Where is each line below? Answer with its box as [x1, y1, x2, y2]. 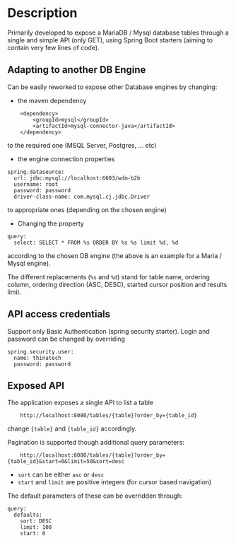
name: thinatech [13, 354, 61, 361]
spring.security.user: [7, 348, 74, 355]
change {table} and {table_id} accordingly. [7, 424, 137, 433]
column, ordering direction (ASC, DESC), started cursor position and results [7, 280, 228, 288]
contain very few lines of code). [7, 43, 100, 52]
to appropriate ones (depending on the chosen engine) [7, 205, 167, 214]
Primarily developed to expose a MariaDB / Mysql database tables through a [7, 28, 230, 37]
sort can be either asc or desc [17, 470, 105, 479]
